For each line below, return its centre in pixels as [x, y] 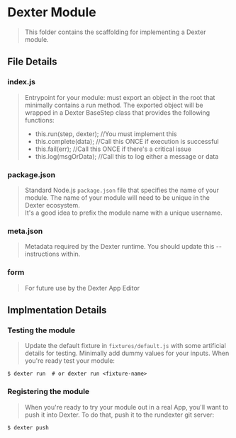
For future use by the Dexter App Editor [82, 288]
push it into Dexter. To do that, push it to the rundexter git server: [119, 415]
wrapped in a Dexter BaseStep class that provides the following [117, 112]
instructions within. [52, 254]
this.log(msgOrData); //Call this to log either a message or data [127, 156]
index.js [21, 82]
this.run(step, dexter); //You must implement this [106, 134]
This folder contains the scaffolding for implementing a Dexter [115, 32]
